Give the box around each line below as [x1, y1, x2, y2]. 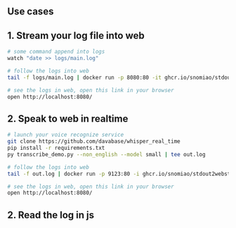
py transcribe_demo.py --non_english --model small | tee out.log [7, 151, 206, 158]
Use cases [7, 6, 54, 18]
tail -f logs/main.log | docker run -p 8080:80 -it [7, 74, 162, 81]
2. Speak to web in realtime [7, 113, 129, 125]
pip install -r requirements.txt [7, 144, 105, 152]
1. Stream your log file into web [7, 30, 145, 42]
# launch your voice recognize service [7, 132, 124, 139]
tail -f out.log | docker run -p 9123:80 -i [7, 170, 140, 177]
